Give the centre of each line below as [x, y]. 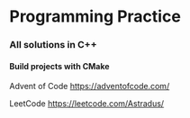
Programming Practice [95, 17]
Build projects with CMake [59, 66]
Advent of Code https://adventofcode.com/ [90, 86]
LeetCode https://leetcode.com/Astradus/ [87, 104]
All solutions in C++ [53, 45]
